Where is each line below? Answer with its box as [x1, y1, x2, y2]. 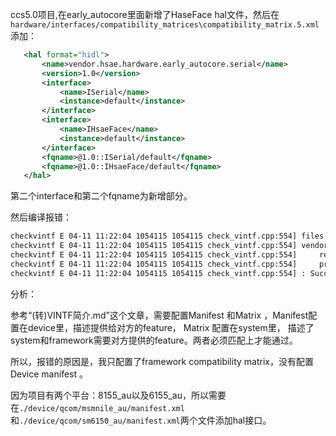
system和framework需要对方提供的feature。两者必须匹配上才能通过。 [10, 334, 298, 346]
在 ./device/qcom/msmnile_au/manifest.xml [10, 401, 185, 413]
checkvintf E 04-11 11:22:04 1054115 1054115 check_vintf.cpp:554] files [10, 231, 325, 242]
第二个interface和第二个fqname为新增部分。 [10, 190, 193, 202]
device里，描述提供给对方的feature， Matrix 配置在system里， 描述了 [27, 321, 315, 333]
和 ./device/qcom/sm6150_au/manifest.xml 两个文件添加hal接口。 [10, 414, 272, 426]
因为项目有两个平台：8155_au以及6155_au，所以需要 [10, 389, 227, 401]
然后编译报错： [10, 211, 72, 223]
